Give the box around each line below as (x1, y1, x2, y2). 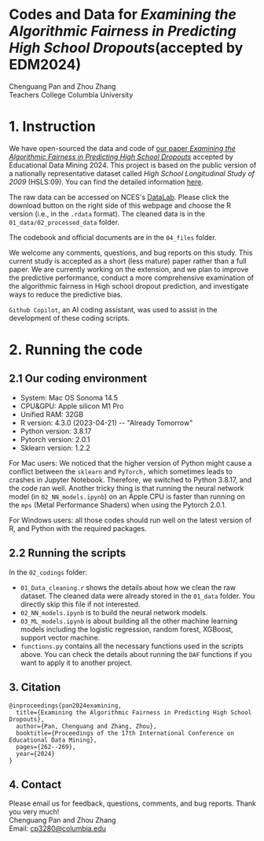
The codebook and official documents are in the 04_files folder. (9, 232, 217, 242)
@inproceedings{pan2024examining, (9, 702, 123, 710)
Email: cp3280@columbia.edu (9, 824, 107, 833)
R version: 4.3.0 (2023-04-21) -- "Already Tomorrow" (20, 418, 193, 427)
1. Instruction (9, 118, 97, 135)
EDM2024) (9, 56, 82, 74)
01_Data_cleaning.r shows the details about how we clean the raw (20, 582, 236, 592)
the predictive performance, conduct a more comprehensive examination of (9, 273, 255, 282)
